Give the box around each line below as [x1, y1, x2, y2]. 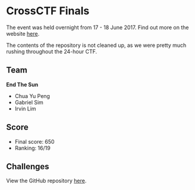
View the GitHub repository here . [6, 177, 87, 185]
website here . [6, 30, 40, 37]
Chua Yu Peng [14, 92, 51, 99]
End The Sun [6, 81, 39, 88]
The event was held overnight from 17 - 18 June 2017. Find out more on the [6, 24, 189, 31]
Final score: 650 [14, 138, 55, 145]
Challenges [6, 161, 49, 172]
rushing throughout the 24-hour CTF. [6, 47, 97, 55]
